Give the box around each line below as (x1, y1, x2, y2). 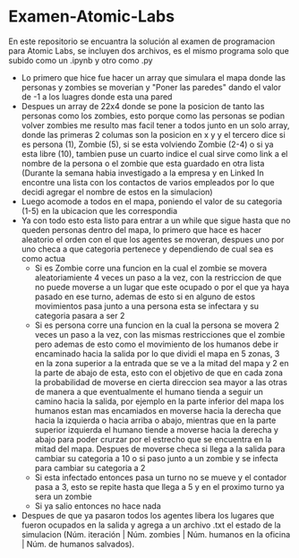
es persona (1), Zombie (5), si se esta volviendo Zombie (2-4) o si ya (21, 139, 274, 150)
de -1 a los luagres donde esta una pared (21, 91, 173, 102)
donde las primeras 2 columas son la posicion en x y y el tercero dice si (21, 129, 286, 140)
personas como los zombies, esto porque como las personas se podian (21, 110, 286, 121)
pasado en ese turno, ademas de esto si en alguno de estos (34, 291, 256, 302)
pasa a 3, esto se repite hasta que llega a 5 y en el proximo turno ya (34, 481, 285, 492)
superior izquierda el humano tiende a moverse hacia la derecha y (34, 424, 279, 435)
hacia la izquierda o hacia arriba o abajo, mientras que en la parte (34, 415, 277, 425)
